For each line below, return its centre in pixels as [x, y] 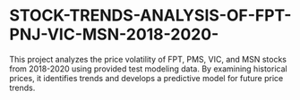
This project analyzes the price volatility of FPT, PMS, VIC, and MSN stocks [148, 59]
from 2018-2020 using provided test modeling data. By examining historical [149, 69]
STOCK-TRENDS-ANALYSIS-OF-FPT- [150, 16]
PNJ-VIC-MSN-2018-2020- [114, 34]
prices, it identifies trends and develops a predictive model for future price [146, 78]
